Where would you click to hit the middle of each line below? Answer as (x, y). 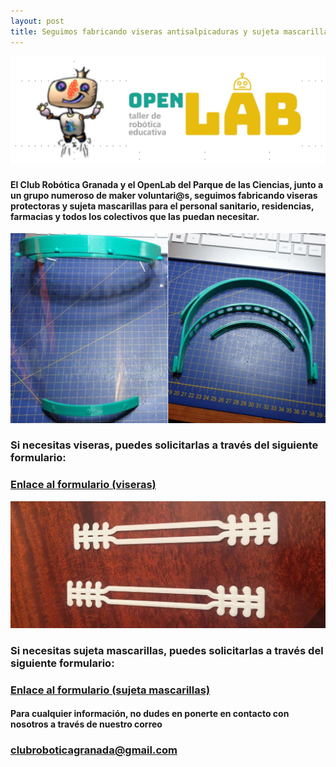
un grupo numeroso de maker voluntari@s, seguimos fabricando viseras (164, 195)
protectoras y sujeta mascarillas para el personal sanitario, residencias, (162, 206)
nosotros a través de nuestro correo (86, 724)
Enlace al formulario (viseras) (83, 485)
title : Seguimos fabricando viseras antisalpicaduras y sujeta (145, 31)
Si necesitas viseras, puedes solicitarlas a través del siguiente (164, 445)
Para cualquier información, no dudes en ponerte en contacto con (150, 714)
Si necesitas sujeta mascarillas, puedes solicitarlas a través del (167, 650)
